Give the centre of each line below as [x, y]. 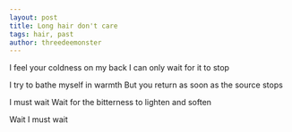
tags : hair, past [42, 34]
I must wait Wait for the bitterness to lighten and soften [111, 103]
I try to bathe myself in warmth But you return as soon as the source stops [146, 85]
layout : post [34, 17]
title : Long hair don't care [64, 26]
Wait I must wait [39, 120]
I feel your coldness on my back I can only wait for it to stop [120, 68]
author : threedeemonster [56, 42]
